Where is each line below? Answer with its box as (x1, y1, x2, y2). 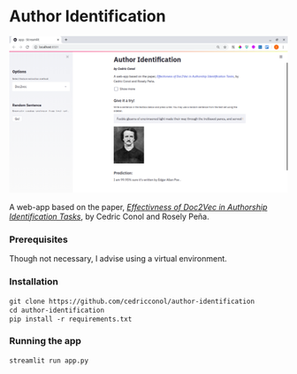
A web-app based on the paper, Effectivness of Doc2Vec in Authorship (9, 201, 268, 212)
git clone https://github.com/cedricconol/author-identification (9, 297, 255, 306)
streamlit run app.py (9, 356, 89, 365)
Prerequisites (9, 233, 68, 245)
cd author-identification (9, 306, 104, 315)
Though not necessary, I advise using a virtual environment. (9, 253, 227, 264)
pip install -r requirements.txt (9, 315, 133, 323)
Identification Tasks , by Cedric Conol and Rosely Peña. (9, 211, 209, 222)
